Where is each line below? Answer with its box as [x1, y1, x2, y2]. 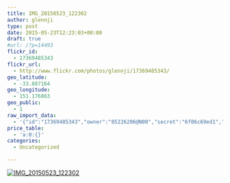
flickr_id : [7, 49, 38, 56]
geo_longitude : [7, 86, 51, 93]
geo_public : [7, 99, 41, 106]
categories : [7, 138, 41, 145]
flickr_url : [7, 61, 41, 68]
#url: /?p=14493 [7, 42, 53, 49]
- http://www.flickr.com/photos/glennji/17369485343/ [13, 67, 170, 74]
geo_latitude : [7, 73, 48, 81]
